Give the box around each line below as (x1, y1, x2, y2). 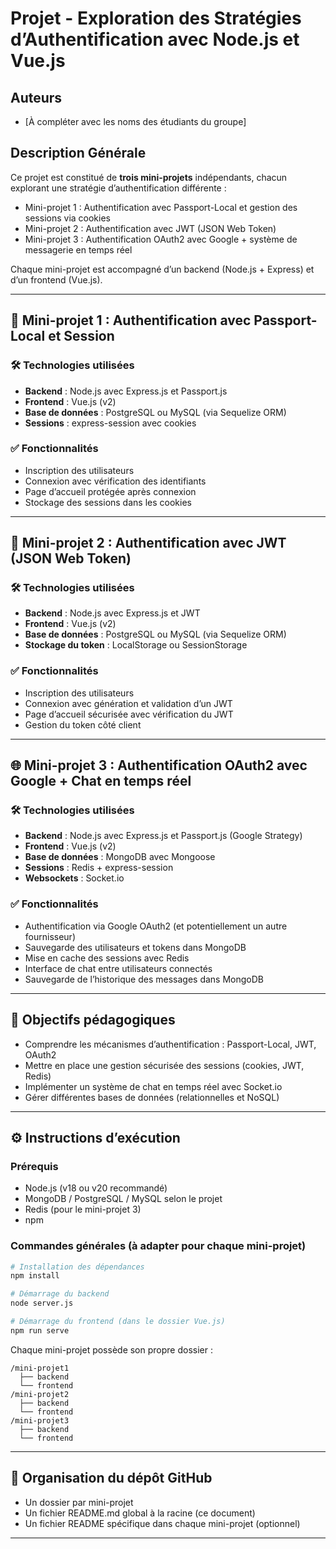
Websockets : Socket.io (24, 872, 125, 884)
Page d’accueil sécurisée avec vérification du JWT (24, 708, 234, 720)
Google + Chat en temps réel (10, 773, 192, 790)
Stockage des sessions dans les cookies (24, 496, 192, 508)
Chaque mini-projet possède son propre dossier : (10, 1343, 213, 1356)
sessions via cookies (24, 212, 111, 224)
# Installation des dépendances (10, 1262, 145, 1272)
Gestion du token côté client (24, 718, 142, 731)
